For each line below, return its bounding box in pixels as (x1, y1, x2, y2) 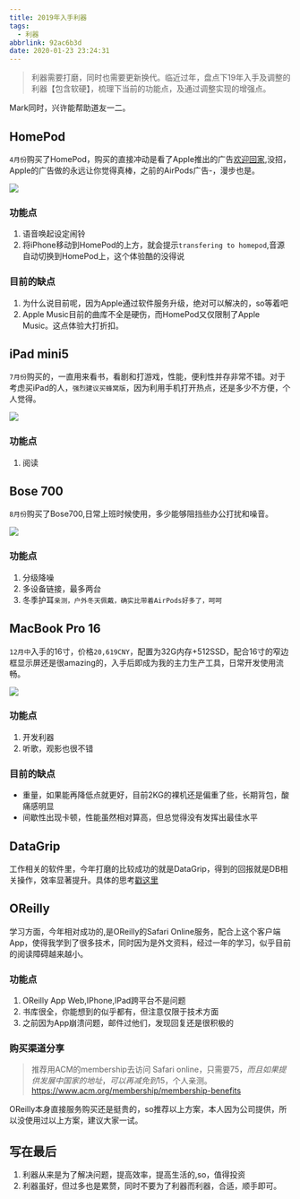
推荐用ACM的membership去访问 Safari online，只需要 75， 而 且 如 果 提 (30, 1064, 287, 1075)
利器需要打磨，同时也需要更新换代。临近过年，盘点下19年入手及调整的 (30, 73, 291, 83)
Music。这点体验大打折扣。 (21, 320, 124, 331)
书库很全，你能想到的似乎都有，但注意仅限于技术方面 (21, 1006, 219, 1017)
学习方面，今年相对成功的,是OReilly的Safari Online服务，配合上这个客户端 (9, 926, 281, 936)
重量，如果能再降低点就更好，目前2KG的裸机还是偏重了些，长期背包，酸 (21, 789, 289, 800)
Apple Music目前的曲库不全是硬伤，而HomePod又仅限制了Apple (21, 308, 261, 319)
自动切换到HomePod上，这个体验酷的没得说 (21, 251, 185, 262)
